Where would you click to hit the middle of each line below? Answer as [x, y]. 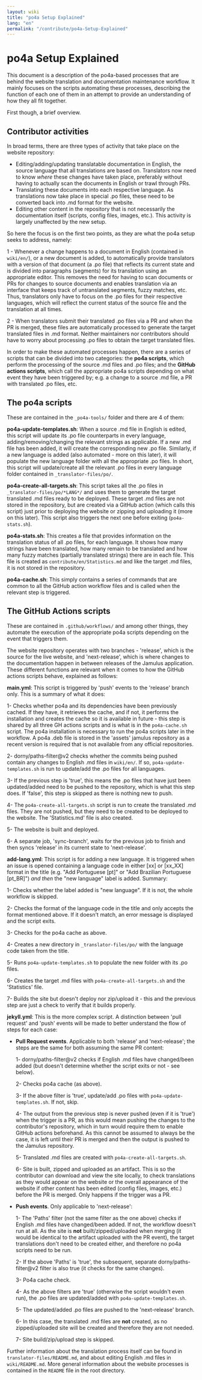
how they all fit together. [37, 101]
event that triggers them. [38, 638]
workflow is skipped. [32, 896]
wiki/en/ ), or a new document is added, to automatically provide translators [101, 258]
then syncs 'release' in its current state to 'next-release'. [77, 847]
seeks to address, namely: [39, 240]
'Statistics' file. [25, 987]
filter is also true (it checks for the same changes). [102, 1268]
